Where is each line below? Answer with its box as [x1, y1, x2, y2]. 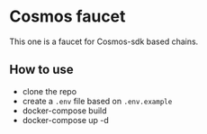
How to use [9, 62, 74, 77]
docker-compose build [22, 105, 107, 116]
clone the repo [22, 85, 77, 96]
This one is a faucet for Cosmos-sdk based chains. [9, 36, 199, 47]
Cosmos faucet [9, 6, 126, 27]
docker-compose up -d [22, 114, 110, 125]
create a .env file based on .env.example [22, 95, 173, 106]
